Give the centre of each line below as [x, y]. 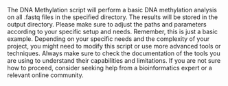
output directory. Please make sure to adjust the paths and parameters [107, 24]
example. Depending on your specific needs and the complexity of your [109, 39]
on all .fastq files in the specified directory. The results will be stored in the [113, 17]
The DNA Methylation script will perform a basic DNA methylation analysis [112, 10]
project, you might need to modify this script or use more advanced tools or [114, 46]
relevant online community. [45, 75]
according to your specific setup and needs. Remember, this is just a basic [113, 31]
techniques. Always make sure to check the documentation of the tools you [114, 53]
